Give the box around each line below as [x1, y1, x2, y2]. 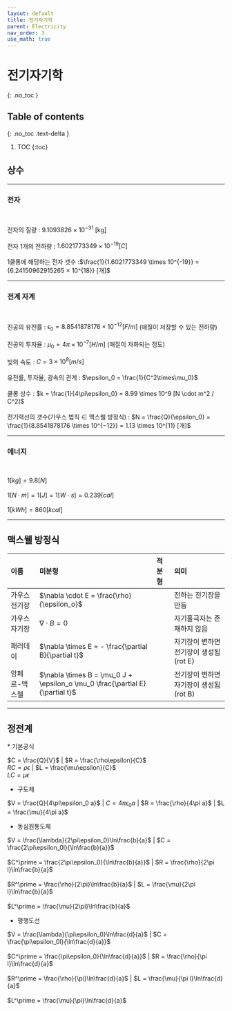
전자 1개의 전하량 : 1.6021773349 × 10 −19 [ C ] [7, 240, 128, 250]
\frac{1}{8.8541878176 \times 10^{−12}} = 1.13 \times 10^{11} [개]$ [7, 422, 191, 430]
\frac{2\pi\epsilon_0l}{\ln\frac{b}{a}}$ [7, 843, 115, 851]
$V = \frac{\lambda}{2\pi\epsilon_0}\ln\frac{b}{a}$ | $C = [7, 835, 171, 844]
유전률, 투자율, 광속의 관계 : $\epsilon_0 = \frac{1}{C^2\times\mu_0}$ [7, 374, 198, 382]
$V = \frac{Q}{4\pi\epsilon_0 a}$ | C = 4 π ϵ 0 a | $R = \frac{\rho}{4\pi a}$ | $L [7, 799, 225, 809]
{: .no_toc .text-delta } [7, 129, 70, 138]
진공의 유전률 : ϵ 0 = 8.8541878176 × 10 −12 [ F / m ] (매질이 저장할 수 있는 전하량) [7, 321, 217, 332]
